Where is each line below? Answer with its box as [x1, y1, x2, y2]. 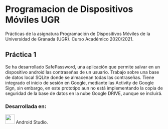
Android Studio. [16, 119, 49, 125]
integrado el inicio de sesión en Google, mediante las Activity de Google [5, 79, 154, 85]
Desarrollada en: [5, 102, 47, 109]
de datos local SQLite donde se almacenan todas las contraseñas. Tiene [5, 74, 154, 80]
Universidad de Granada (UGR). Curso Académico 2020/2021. [5, 36, 134, 42]
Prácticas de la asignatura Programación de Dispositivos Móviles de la [5, 30, 150, 36]
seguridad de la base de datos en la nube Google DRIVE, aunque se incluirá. [5, 90, 163, 96]
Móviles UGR [5, 14, 60, 25]
